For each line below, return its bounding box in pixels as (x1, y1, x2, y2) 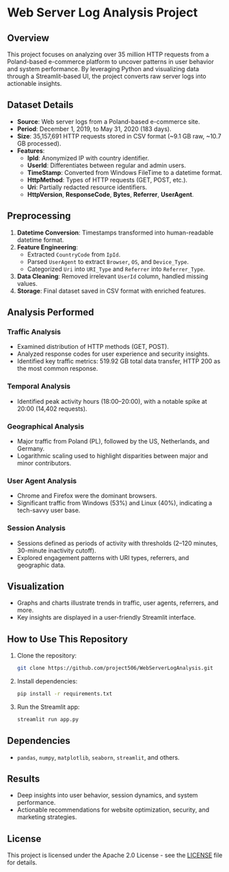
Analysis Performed (7, 306, 94, 318)
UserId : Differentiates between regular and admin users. (27, 161, 187, 169)
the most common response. (16, 365, 98, 373)
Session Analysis (7, 523, 66, 533)
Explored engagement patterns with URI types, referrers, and (16, 553, 189, 561)
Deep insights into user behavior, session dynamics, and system (16, 791, 198, 799)
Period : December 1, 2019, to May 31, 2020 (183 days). (16, 125, 172, 133)
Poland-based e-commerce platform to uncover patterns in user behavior (7, 58, 214, 66)
